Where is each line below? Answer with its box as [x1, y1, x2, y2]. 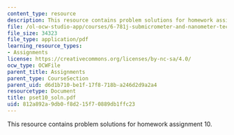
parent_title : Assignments [7, 68, 86, 75]
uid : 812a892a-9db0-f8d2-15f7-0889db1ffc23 [7, 101, 136, 108]
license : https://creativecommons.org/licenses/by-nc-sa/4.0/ [7, 56, 192, 63]
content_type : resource [7, 10, 77, 17]
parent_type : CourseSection [7, 74, 89, 82]
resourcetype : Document [7, 88, 77, 95]
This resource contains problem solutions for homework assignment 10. [7, 120, 212, 128]
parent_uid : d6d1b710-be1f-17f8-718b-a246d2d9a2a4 [7, 81, 157, 88]
